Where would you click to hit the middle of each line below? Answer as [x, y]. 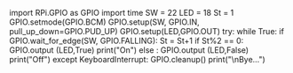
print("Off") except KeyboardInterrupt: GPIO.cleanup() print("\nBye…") [138, 59]
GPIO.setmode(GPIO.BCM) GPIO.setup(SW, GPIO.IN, [104, 22]
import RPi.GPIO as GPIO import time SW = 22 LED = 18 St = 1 [122, 13]
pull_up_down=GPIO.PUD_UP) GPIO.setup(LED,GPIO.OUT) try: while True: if [146, 31]
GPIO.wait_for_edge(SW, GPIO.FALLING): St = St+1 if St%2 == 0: [127, 40]
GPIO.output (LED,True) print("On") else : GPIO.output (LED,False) [129, 50]
